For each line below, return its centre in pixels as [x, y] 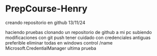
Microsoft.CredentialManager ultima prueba [51, 48]
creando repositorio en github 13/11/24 [45, 22]
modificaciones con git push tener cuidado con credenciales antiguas [78, 37]
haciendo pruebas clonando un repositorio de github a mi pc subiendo [78, 32]
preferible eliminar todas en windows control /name [59, 42]
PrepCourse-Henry [46, 9]
